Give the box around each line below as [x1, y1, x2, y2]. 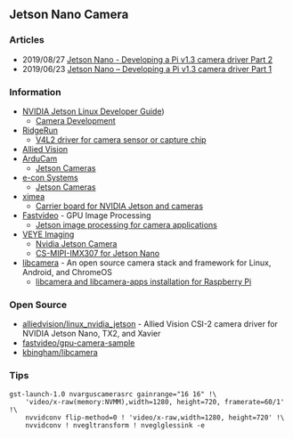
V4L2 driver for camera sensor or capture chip [35, 134, 207, 145]
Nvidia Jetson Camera [35, 238, 118, 248]
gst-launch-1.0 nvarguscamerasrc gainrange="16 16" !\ [9, 389, 217, 399]
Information [9, 85, 61, 98]
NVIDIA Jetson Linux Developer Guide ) [21, 106, 165, 117]
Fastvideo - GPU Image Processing [21, 209, 151, 221]
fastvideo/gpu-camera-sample [21, 337, 135, 348]
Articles [9, 34, 45, 46]
